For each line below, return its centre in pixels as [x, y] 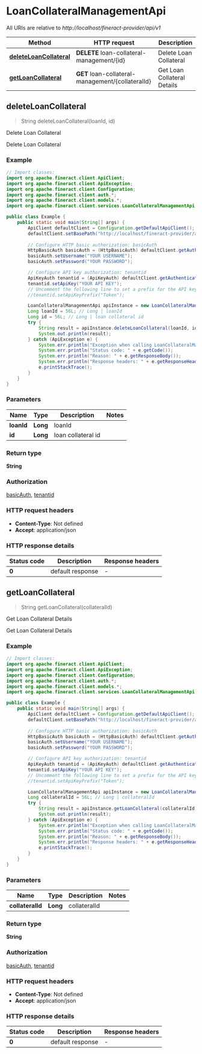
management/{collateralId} [114, 81]
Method [39, 42]
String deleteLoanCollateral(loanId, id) [68, 121]
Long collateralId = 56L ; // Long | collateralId [91, 798]
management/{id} [101, 60]
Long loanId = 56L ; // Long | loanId [75, 311]
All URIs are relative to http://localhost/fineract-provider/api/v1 [84, 28]
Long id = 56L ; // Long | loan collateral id [86, 317]
